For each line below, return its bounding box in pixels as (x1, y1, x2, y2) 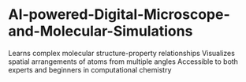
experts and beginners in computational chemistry (8, 65, 172, 74)
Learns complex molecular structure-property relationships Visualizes (8, 48, 235, 58)
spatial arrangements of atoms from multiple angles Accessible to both (8, 57, 239, 66)
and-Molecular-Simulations (8, 22, 193, 40)
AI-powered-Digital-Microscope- (8, 6, 230, 24)
